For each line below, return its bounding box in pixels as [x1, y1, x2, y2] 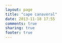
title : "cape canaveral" [5, 12, 57, 17]
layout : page [5, 7, 33, 12]
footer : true [5, 30, 33, 35]
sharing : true [5, 26, 35, 31]
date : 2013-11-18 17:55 [5, 16, 55, 21]
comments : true [5, 21, 37, 26]
